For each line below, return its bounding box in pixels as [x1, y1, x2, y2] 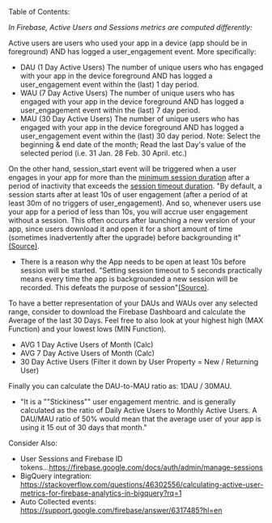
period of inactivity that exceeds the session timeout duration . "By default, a [8, 181, 262, 191]
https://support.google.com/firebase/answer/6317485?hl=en [19, 505, 223, 515]
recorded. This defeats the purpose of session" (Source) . [19, 283, 210, 292]
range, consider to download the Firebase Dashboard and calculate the [8, 307, 246, 316]
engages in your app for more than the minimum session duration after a [8, 173, 250, 182]
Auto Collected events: [19, 497, 96, 506]
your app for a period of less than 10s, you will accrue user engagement [8, 207, 249, 217]
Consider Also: [8, 438, 58, 448]
